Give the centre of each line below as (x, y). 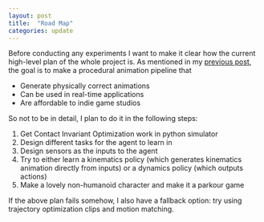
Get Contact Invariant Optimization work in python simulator (119, 134)
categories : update (41, 30)
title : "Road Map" (41, 23)
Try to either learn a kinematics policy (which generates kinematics (131, 159)
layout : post (30, 16)
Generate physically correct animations (85, 86)
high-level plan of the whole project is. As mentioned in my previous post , (130, 62)
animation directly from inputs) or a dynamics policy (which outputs (131, 168)
